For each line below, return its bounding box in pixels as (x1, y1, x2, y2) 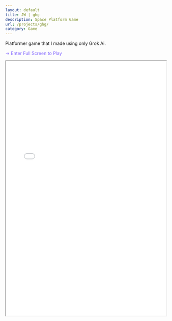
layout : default (5, 7, 40, 13)
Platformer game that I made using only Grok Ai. (5, 40, 106, 46)
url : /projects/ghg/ (5, 21, 49, 27)
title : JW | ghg (5, 12, 40, 17)
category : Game (5, 26, 38, 32)
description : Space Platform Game (5, 17, 79, 22)
